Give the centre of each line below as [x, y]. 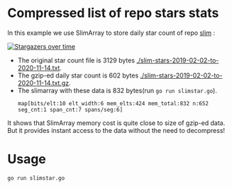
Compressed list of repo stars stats [113, 13]
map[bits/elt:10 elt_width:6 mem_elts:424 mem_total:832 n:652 [113, 103]
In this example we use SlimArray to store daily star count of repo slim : [111, 33]
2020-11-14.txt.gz [43, 82]
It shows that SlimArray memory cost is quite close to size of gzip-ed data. [116, 123]
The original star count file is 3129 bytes [76, 60]
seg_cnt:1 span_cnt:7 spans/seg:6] [70, 109]
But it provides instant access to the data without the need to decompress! [116, 130]
